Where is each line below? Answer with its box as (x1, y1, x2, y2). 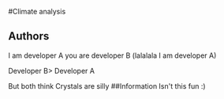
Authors (8, 29, 50, 43)
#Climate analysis (8, 7, 66, 16)
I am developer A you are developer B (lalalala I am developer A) (8, 51, 217, 60)
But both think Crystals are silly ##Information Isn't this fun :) (8, 81, 207, 90)
